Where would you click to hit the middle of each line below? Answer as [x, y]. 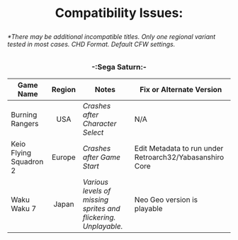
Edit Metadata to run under [179, 149]
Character [100, 124]
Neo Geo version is [166, 200]
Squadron [27, 162]
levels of [97, 191]
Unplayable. [103, 227]
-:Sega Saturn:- [119, 67]
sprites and [101, 209]
